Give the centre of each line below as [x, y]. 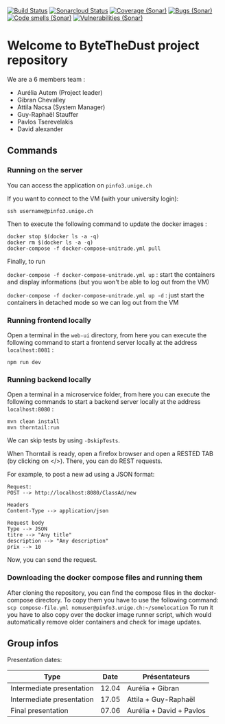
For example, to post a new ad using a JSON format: [81, 475]
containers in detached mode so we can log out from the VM [93, 302]
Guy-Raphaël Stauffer [48, 114]
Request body [26, 523]
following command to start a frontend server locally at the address [102, 342]
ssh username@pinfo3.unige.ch [50, 211]
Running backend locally [49, 379]
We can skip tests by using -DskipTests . [63, 440]
